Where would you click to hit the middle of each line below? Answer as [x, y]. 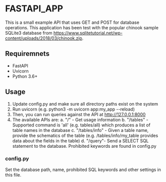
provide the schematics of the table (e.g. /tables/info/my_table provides [85, 135]
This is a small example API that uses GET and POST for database [72, 22]
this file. [13, 175]
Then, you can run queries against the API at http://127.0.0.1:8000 [79, 114]
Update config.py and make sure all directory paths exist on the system [85, 104]
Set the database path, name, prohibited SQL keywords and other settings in [83, 170]
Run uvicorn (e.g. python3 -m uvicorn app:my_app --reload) [74, 109]
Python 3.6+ [25, 76]
